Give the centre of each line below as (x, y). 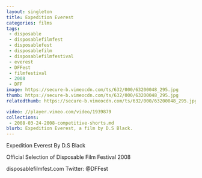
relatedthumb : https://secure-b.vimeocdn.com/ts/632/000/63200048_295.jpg (102, 101)
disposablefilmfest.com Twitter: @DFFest (57, 169)
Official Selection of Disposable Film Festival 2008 (69, 157)
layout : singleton (29, 12)
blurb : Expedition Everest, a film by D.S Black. (70, 129)
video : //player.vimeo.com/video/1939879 (59, 111)
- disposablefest (30, 46)
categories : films (29, 23)
